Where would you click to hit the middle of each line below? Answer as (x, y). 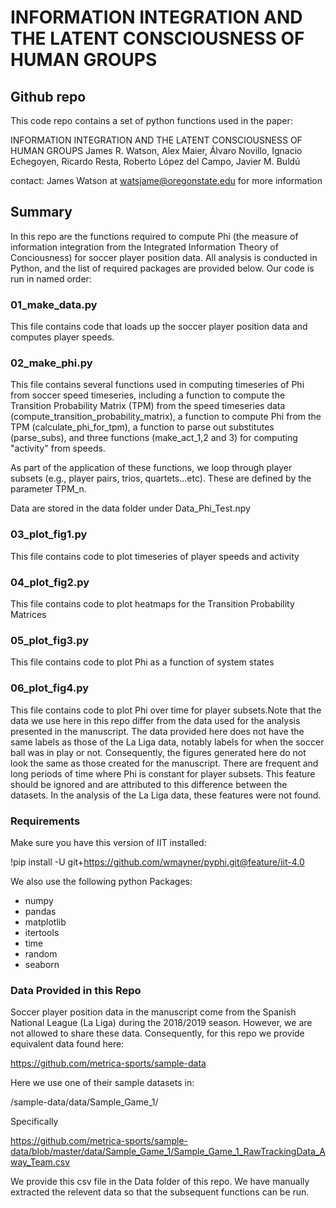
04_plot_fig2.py (50, 582)
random (41, 953)
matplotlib (45, 922)
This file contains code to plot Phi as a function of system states (142, 662)
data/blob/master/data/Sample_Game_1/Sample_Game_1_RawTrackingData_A (168, 1152)
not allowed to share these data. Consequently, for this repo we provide (157, 1033)
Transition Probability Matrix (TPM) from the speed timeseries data (148, 406)
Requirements (45, 821)
